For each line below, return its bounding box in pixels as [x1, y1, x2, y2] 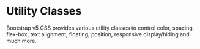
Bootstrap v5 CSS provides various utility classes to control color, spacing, [6, 24, 194, 31]
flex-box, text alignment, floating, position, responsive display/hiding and [6, 30, 190, 38]
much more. [6, 37, 37, 44]
